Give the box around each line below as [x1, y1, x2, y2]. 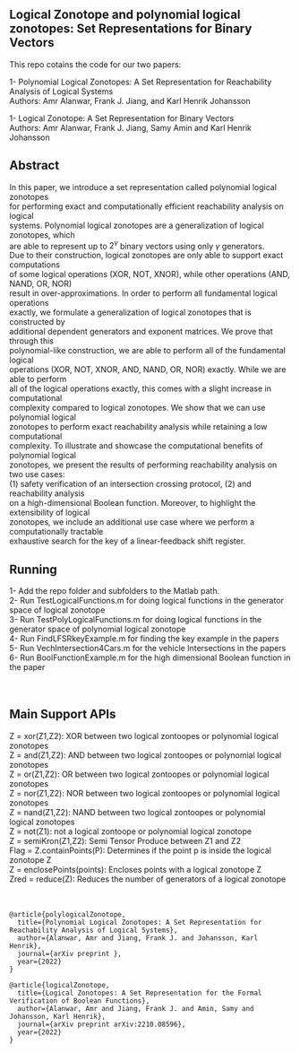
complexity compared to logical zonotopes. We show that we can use [9, 403, 266, 413]
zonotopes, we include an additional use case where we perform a [9, 517, 255, 527]
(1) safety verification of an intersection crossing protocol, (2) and [9, 479, 253, 490]
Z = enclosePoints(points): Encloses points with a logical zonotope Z [9, 864, 262, 875]
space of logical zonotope [9, 605, 106, 615]
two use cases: [9, 469, 65, 480]
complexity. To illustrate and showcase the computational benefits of [9, 440, 263, 451]
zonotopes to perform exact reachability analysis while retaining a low [9, 422, 268, 432]
